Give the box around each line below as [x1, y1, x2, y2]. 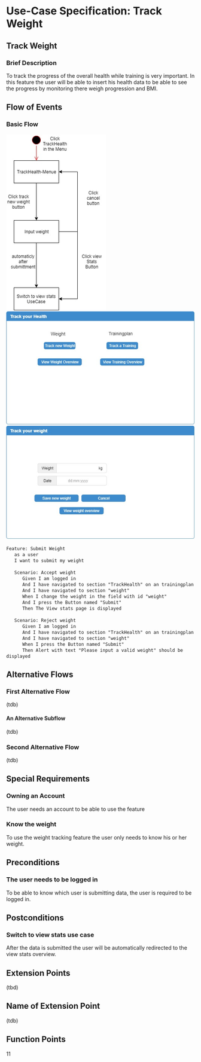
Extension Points [6, 968, 71, 978]
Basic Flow [6, 120, 39, 129]
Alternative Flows [6, 670, 74, 680]
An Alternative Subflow [6, 715, 66, 722]
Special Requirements [6, 774, 90, 784]
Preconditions [6, 857, 60, 868]
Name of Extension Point [6, 1001, 100, 1011]
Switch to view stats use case [6, 930, 95, 939]
